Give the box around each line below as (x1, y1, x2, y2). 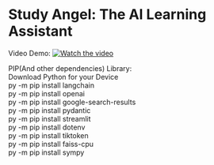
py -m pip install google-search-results (8, 97, 136, 107)
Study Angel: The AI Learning (8, 6, 207, 24)
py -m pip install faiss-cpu (8, 139, 94, 148)
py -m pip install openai (8, 88, 86, 98)
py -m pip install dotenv (8, 122, 86, 132)
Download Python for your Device (8, 72, 119, 81)
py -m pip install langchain (8, 81, 95, 90)
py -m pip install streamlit (8, 114, 91, 123)
